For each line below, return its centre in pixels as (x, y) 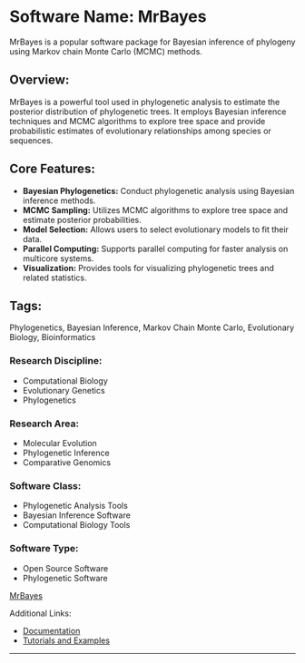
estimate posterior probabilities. (82, 219)
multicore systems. (58, 258)
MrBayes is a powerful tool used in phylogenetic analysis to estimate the (145, 102)
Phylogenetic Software (65, 578)
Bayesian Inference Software (77, 515)
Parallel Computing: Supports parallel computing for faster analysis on (155, 249)
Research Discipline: (56, 361)
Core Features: (52, 169)
